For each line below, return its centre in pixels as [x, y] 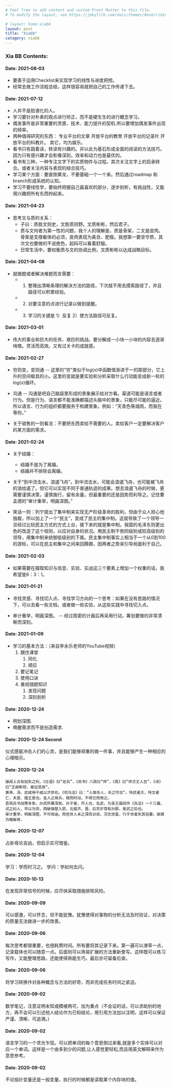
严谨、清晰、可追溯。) [27, 1019]
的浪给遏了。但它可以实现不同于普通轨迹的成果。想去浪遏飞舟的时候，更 [88, 488]
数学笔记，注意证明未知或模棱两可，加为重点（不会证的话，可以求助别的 [81, 1006]
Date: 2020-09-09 [25, 903]
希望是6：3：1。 [30, 574]
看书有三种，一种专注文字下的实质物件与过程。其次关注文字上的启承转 [86, 162]
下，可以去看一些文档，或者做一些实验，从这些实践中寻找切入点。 [82, 605]
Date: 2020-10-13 [24, 879]
